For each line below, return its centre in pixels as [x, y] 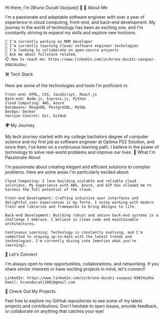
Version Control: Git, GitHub [36, 116]
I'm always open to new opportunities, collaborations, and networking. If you [82, 264]
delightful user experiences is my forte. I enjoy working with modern [79, 203]
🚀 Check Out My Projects [31, 291]
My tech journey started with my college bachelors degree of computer [77, 137]
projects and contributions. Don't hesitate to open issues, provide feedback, [82, 306]
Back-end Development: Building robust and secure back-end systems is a [82, 215]
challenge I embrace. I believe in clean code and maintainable [72, 220]
